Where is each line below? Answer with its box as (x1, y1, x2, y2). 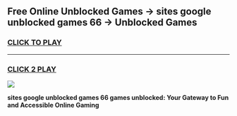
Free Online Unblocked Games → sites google (7, 6, 212, 18)
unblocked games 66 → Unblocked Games (7, 17, 197, 29)
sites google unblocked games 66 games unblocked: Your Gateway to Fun (7, 93, 229, 101)
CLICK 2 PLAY (7, 64, 56, 74)
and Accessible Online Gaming (7, 101, 99, 109)
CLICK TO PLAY (7, 38, 62, 48)
